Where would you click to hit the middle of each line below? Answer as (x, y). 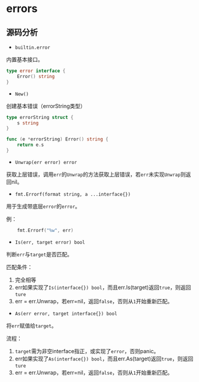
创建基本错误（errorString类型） (46, 106)
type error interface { (36, 71)
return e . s (31, 145)
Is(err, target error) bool (50, 242)
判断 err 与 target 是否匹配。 (40, 254)
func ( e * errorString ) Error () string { (58, 139)
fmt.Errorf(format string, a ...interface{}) (73, 194)
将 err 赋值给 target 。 (31, 326)
